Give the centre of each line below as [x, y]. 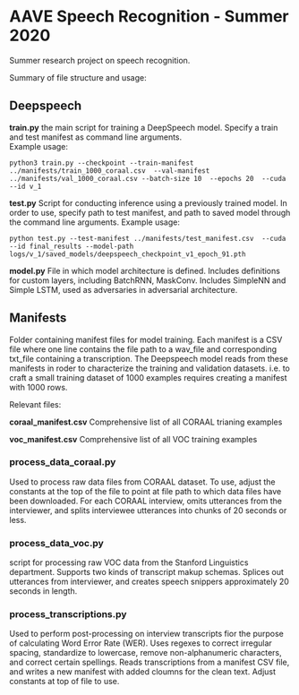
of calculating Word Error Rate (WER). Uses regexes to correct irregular [141, 643]
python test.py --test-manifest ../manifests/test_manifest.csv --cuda [148, 238]
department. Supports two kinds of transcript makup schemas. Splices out [147, 572]
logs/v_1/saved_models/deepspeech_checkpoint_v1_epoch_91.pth [128, 254]
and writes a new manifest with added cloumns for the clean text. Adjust [142, 672]
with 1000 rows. [38, 387]
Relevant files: [35, 404]
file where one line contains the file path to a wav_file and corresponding [143, 349]
